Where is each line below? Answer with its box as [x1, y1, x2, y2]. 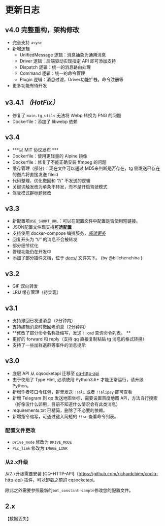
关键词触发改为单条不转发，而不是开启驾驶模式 [12, 184, 107, 189]
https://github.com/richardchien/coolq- [78, 471, 159, 477]
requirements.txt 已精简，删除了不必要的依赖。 [12, 407, 108, 413]
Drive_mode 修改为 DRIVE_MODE [12, 439, 72, 445]
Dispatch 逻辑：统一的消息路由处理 [19, 64, 91, 70]
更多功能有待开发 [12, 83, 47, 89]
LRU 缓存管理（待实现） [12, 289, 62, 295]
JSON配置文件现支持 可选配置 [12, 224, 72, 230]
